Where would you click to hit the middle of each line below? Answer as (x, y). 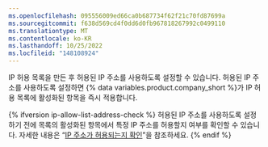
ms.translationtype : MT (48, 31)
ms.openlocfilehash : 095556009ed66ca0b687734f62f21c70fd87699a (117, 16)
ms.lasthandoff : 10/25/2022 (56, 46)
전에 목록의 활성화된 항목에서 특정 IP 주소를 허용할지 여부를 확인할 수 (131, 125)
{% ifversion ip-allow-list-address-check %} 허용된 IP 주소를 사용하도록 (125, 115)
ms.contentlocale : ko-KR (50, 38)
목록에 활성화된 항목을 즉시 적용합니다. (77, 97)
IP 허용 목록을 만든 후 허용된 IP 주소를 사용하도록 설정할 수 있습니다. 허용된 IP (130, 77)
